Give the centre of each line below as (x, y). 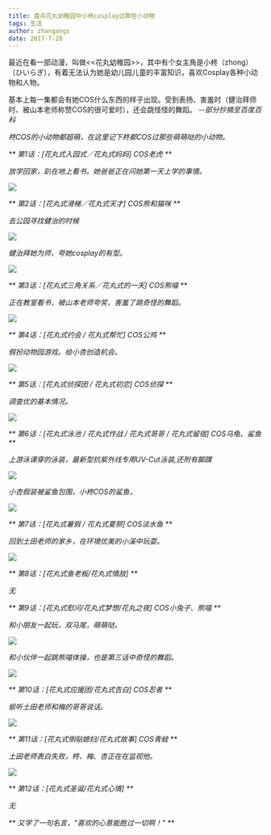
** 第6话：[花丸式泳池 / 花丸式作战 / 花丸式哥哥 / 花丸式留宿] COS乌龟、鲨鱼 (135, 434)
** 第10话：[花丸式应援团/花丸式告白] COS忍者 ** (90, 690)
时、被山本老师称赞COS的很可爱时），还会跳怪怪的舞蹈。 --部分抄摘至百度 (131, 110)
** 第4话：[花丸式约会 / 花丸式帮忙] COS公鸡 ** (87, 335)
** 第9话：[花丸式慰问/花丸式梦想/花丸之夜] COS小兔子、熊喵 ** (115, 608)
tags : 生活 (25, 23)
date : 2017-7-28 (35, 38)
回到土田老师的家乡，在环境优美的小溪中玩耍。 (86, 541)
